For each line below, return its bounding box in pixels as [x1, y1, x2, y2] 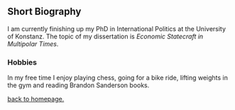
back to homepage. [7, 95, 65, 104]
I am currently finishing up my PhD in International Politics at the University [7, 24, 226, 33]
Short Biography [7, 6, 82, 18]
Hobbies [7, 57, 38, 67]
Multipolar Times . [7, 39, 59, 48]
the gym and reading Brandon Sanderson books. [7, 81, 150, 89]
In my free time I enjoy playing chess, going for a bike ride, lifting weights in [7, 74, 229, 82]
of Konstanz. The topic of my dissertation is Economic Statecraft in [7, 32, 204, 40]
